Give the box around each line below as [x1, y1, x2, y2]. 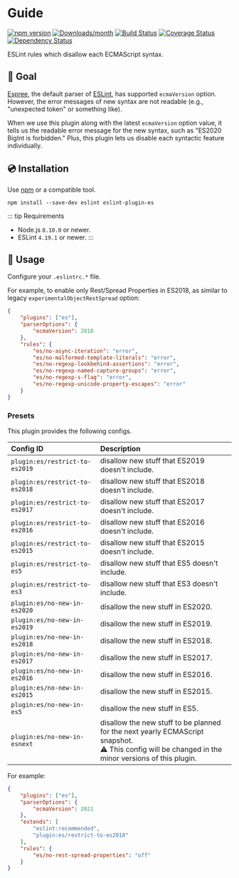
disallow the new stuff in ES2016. [100, 669, 213, 679]
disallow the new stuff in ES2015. [100, 686, 213, 696]
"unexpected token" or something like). [7, 105, 122, 113]
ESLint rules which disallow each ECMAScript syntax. [7, 50, 164, 58]
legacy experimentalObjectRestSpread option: [7, 294, 140, 302]
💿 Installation [7, 162, 69, 175]
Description [100, 443, 141, 453]
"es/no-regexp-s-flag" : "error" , [33, 374, 132, 381]
